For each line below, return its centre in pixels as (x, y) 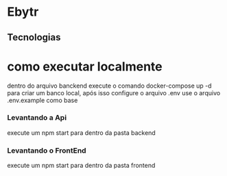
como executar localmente (85, 66)
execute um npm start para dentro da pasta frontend (81, 166)
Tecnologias (34, 37)
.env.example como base (43, 100)
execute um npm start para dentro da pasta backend (81, 133)
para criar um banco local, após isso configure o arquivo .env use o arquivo (114, 92)
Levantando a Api (37, 118)
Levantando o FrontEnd (47, 150)
